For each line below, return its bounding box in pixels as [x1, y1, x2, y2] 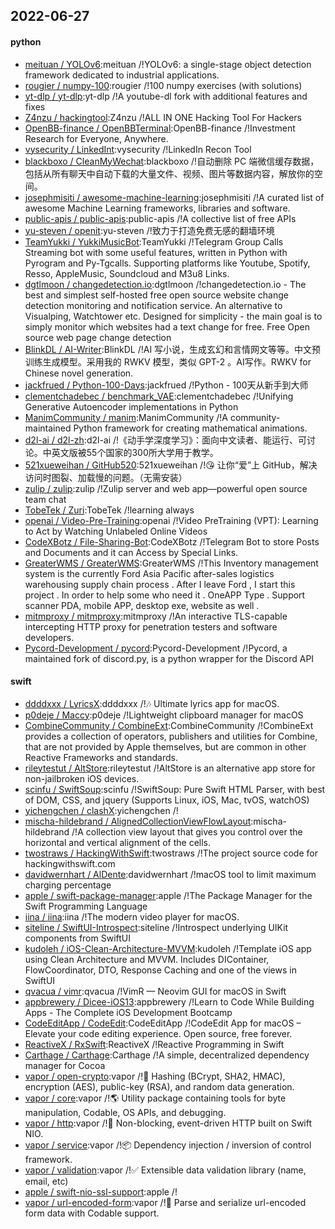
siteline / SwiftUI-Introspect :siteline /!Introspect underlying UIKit [24, 921, 289, 933]
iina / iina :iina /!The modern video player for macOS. [24, 910, 240, 923]
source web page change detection [24, 331, 172, 343]
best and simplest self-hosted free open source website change [24, 289, 289, 301]
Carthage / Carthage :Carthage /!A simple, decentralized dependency [24, 1049, 310, 1061]
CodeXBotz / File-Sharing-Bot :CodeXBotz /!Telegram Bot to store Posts [24, 535, 320, 548]
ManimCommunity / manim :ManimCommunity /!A [24, 411, 228, 423]
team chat [24, 493, 67, 505]
